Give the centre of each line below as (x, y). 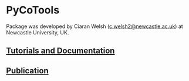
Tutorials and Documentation (60, 51)
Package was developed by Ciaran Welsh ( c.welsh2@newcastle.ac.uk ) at (95, 26)
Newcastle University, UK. (38, 32)
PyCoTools (33, 10)
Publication (27, 71)
